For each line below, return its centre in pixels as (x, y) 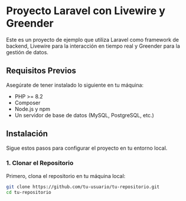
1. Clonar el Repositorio (40, 163)
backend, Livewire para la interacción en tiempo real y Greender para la (93, 46)
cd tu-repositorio (29, 192)
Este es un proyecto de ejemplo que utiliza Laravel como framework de (92, 39)
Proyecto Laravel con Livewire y (86, 11)
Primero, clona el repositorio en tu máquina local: (66, 176)
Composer (27, 103)
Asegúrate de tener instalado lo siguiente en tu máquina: (75, 85)
